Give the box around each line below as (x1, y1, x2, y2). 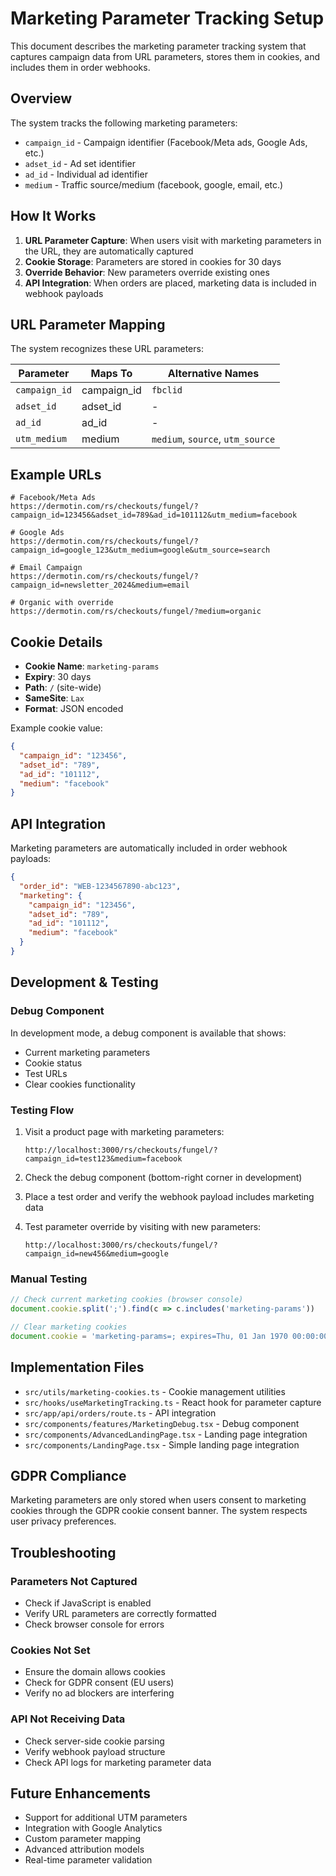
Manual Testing (10, 1272, 88, 1286)
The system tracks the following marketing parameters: (10, 117, 238, 129)
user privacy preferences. (10, 1515, 117, 1527)
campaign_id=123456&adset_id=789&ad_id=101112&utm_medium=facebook (10, 510, 298, 521)
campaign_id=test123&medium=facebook (24, 1153, 183, 1164)
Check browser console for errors (24, 1618, 165, 1631)
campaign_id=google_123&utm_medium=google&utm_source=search (10, 545, 271, 556)
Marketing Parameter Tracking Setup (10, 7, 325, 30)
